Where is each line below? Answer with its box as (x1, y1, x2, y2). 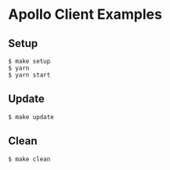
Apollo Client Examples (8, 5, 163, 24)
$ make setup (8, 57, 51, 65)
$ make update (8, 113, 55, 121)
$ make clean (8, 155, 51, 163)
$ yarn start (8, 71, 51, 79)
